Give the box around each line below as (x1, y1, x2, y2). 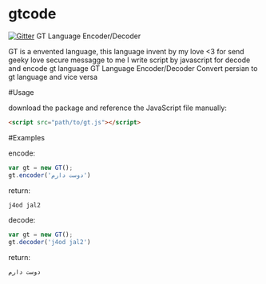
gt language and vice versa (8, 72, 98, 81)
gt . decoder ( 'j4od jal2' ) (8, 239, 91, 247)
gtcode (8, 5, 57, 23)
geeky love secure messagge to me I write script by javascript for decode (8, 55, 251, 65)
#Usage (8, 87, 34, 97)
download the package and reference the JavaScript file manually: (8, 103, 228, 112)
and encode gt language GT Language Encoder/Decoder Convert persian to (8, 63, 258, 73)
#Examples (8, 132, 46, 142)
